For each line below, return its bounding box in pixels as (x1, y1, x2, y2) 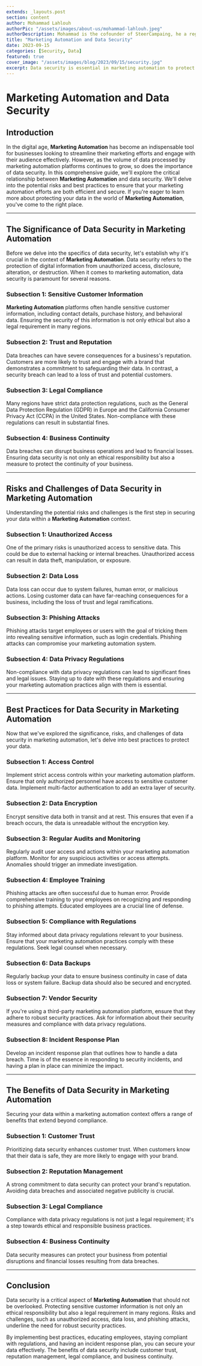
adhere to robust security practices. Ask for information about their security (6, 1014, 194, 1021)
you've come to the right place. (6, 201, 84, 208)
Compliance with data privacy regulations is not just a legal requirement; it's (6, 1216, 194, 1223)
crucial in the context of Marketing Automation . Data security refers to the (6, 256, 192, 263)
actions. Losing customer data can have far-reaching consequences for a (6, 591, 188, 599)
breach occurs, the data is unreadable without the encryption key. (6, 819, 170, 826)
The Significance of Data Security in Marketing (6, 224, 186, 234)
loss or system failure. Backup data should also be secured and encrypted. (6, 979, 192, 986)
